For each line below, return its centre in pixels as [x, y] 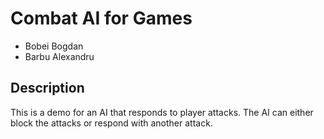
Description [47, 88]
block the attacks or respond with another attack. [111, 123]
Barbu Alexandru [59, 56]
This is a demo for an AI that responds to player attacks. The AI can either [162, 112]
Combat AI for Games [101, 18]
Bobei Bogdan [54, 46]
